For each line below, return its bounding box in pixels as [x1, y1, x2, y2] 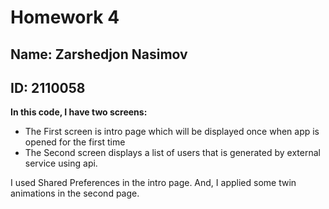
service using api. [24, 157, 98, 170]
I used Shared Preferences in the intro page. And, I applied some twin [10, 177, 297, 189]
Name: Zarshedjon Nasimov [10, 46, 188, 63]
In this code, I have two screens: [10, 106, 148, 118]
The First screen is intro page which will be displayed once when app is [24, 126, 320, 138]
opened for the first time [24, 136, 126, 148]
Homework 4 [10, 6, 120, 29]
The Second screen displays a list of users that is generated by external [24, 147, 321, 159]
